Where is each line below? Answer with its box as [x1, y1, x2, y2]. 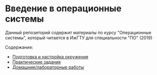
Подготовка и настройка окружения [12, 53, 88, 59]
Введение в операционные [5, 3, 122, 14]
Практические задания [12, 59, 61, 65]
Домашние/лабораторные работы [12, 64, 84, 70]
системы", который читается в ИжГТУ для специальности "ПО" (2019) [5, 35, 153, 41]
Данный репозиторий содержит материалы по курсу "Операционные [5, 29, 152, 35]
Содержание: [5, 44, 33, 50]
